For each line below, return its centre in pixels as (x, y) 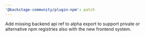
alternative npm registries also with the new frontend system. (68, 29)
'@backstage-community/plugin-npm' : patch (50, 10)
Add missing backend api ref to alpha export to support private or (72, 24)
